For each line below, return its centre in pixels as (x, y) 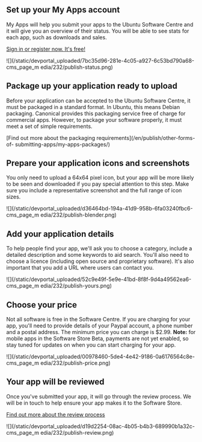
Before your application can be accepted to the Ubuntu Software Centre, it (98, 100)
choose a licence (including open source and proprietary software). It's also (100, 261)
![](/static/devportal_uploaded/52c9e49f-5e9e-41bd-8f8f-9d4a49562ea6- (99, 279)
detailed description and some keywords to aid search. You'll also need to (98, 255)
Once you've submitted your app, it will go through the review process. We (99, 396)
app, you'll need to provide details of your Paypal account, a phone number (99, 326)
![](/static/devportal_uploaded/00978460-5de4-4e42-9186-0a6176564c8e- (101, 357)
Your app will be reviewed (55, 382)
